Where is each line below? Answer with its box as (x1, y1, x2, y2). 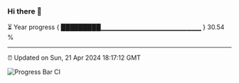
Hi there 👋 (7, 6, 43, 16)
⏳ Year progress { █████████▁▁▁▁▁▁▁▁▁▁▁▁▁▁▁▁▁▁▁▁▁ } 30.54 (7, 23, 225, 31)
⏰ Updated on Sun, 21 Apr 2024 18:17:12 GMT (7, 53, 141, 62)
